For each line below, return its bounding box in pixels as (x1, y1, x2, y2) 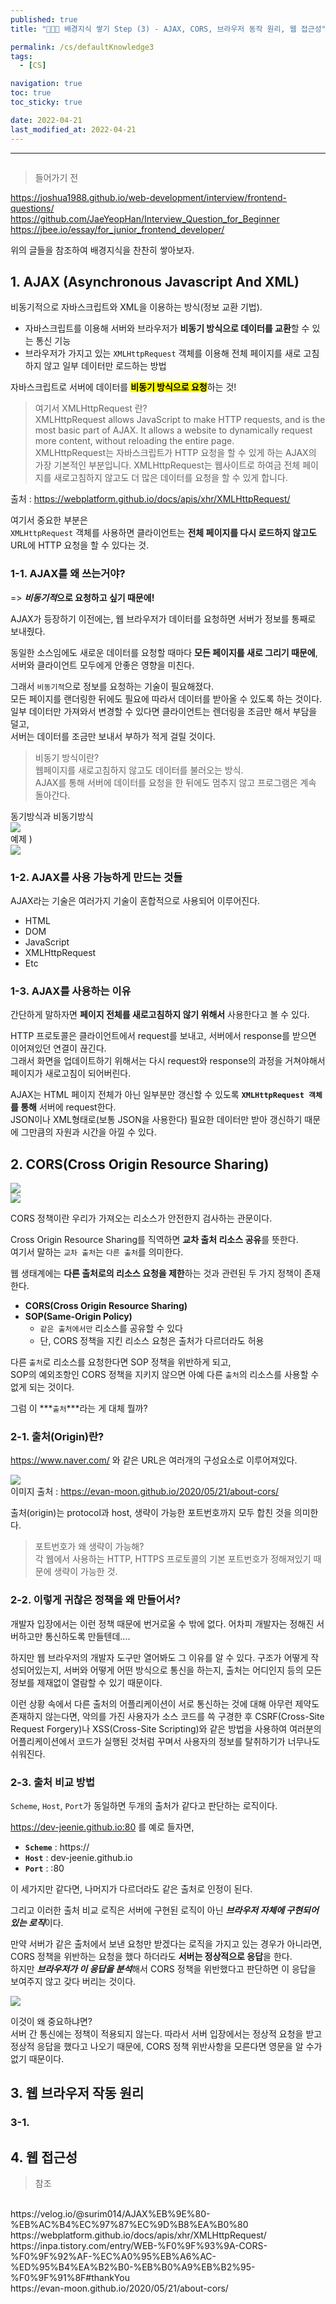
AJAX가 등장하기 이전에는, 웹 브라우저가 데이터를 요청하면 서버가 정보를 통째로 (10, 612, 317, 625)
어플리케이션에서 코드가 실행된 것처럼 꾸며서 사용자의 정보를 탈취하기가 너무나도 (10, 1735, 321, 1747)
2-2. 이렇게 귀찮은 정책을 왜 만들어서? (10, 1593, 182, 1607)
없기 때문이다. (10, 2052, 65, 2065)
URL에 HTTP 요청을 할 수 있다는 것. (10, 539, 150, 551)
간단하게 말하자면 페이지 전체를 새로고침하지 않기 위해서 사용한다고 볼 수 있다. (10, 1009, 310, 1021)
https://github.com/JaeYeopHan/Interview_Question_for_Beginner (10, 212, 280, 225)
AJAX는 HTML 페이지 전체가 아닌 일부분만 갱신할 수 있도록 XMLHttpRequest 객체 (10, 1089, 323, 1101)
